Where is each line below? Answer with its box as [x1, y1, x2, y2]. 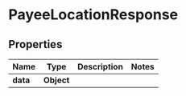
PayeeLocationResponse [8, 6, 179, 24]
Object [43, 74, 70, 86]
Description [77, 62, 123, 72]
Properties [8, 38, 63, 51]
